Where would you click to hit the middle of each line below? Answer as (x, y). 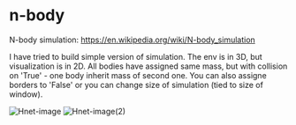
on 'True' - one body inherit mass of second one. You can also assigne (138, 75)
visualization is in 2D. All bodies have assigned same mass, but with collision (148, 66)
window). (26, 94)
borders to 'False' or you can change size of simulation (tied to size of (136, 85)
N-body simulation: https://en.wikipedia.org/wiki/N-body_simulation (133, 40)
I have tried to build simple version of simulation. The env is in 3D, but (136, 56)
